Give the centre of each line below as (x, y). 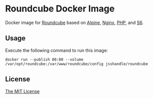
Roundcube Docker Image (60, 9)
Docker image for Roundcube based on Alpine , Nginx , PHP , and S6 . (74, 22)
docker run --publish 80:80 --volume (44, 59)
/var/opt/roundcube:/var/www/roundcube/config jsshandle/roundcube (77, 64)
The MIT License (22, 91)
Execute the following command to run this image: (57, 50)
